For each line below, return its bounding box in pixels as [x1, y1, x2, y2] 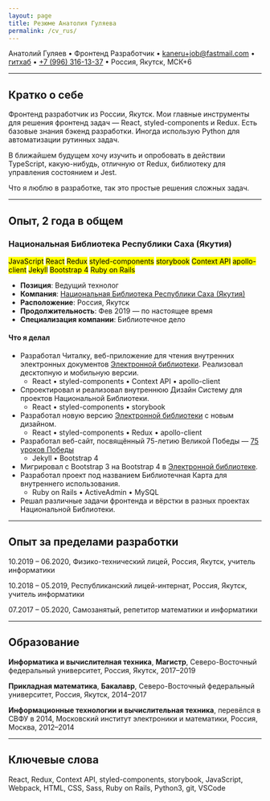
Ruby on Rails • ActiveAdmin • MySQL [31, 488, 159, 497]
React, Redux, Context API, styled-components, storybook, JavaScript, [8, 774, 243, 784]
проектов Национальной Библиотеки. [19, 394, 150, 403]
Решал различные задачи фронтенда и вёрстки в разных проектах [19, 496, 250, 506]
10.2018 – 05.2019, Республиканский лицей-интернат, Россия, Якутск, [8, 580, 247, 591]
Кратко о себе [8, 88, 84, 101]
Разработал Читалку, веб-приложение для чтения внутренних [19, 351, 235, 361]
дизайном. [19, 419, 57, 429]
